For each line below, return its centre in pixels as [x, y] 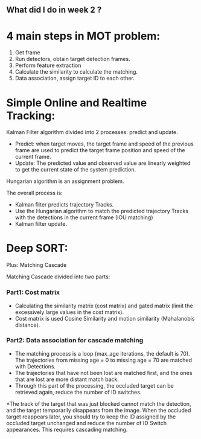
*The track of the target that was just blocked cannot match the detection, [99, 403]
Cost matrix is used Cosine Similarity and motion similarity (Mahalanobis [105, 318]
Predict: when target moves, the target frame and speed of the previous [104, 144]
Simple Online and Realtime [77, 103]
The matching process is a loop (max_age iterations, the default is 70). [102, 353]
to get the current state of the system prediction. [75, 170]
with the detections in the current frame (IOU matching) [84, 217]
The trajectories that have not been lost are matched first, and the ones [104, 373]
